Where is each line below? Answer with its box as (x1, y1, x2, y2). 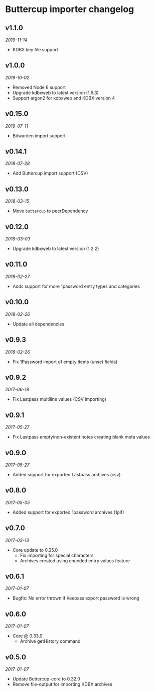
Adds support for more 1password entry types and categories (12, 283, 140, 289)
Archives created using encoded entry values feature (20, 557, 130, 564)
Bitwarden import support (12, 132, 66, 139)
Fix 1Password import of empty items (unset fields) (12, 359, 118, 365)
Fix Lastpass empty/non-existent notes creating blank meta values (12, 434, 150, 440)
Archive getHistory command (20, 638, 81, 644)
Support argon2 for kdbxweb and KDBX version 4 (12, 95, 115, 101)
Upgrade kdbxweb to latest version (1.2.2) (12, 245, 99, 252)
